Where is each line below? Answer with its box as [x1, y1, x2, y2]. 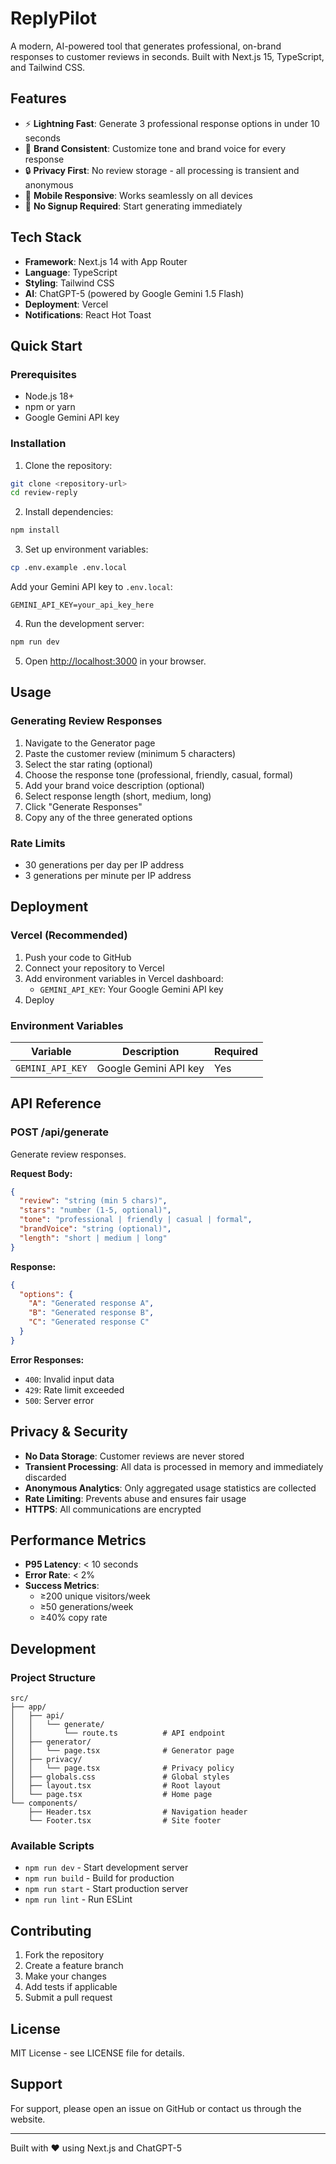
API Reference [10, 1095, 102, 1112]
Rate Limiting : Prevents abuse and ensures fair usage [24, 1492, 247, 1504]
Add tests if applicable [24, 1981, 118, 1993]
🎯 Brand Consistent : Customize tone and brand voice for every [24, 142, 287, 154]
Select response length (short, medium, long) [24, 790, 212, 802]
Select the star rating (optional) [24, 758, 153, 770]
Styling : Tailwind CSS [24, 277, 115, 289]
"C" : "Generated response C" [28, 1317, 150, 1327]
